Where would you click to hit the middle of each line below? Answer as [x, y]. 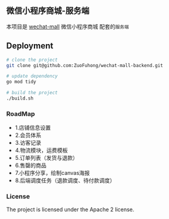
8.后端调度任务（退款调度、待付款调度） [65, 180]
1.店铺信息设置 [33, 128]
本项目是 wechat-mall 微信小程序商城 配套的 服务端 [68, 27]
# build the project [32, 93]
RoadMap [21, 113]
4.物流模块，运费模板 [41, 150]
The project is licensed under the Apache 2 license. [70, 209]
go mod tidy [21, 82]
